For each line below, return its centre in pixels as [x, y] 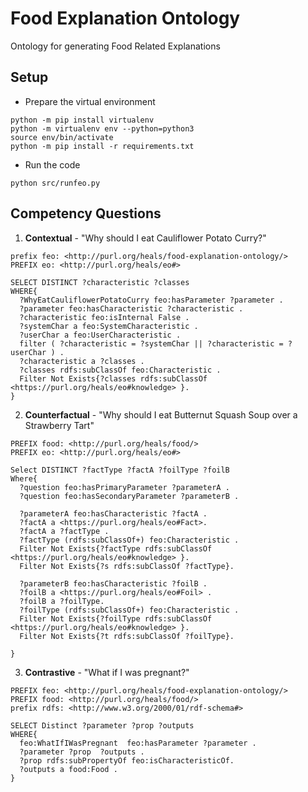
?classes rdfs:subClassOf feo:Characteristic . [120, 370]
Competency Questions [86, 213]
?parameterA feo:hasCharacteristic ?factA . [113, 513]
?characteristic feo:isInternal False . [104, 317]
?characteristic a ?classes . [82, 361]
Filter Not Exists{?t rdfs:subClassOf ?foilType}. [127, 636]
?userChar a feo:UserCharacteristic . [100, 335]
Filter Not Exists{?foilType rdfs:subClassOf [116, 618]
